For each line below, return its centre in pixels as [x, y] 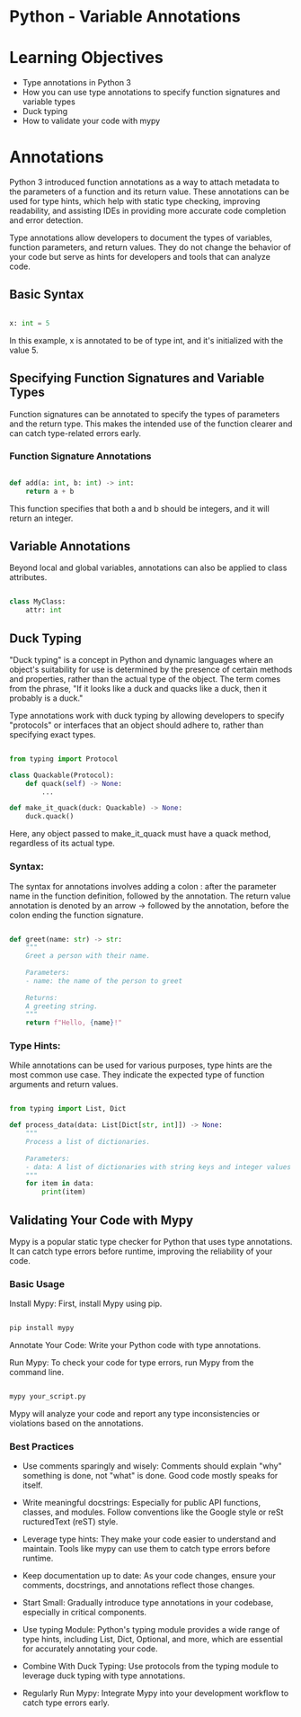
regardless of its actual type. [62, 844]
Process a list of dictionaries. [88, 1142]
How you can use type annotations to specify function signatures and [151, 93]
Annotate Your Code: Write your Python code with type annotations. [135, 1346]
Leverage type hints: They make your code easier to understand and [149, 1539]
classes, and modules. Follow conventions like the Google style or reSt [153, 1512]
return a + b [50, 491]
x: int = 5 [30, 323]
